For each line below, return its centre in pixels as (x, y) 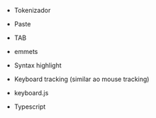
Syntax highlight (38, 65)
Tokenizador (32, 10)
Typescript (30, 107)
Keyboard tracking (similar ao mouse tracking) (82, 79)
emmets (26, 52)
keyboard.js (31, 93)
